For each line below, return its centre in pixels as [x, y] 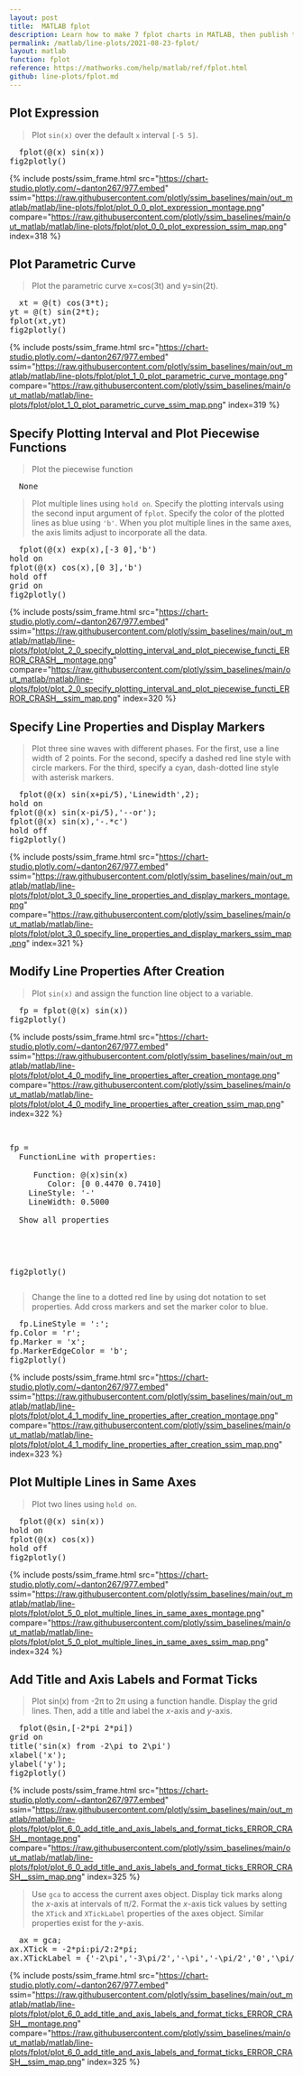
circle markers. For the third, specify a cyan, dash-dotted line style [155, 768]
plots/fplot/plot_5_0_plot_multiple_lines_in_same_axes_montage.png [135, 1613]
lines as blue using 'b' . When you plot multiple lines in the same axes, [161, 523]
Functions [38, 447]
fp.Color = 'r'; [45, 1332]
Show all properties [64, 1220]
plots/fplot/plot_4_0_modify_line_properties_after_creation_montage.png [143, 1075]
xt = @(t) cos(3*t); [64, 303]
